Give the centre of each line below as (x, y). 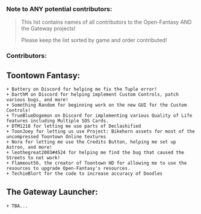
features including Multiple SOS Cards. (58, 121)
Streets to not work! (33, 158)
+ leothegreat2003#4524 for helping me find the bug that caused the (95, 153)
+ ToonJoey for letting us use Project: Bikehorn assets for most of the (101, 131)
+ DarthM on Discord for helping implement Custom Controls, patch (93, 95)
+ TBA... (17, 206)
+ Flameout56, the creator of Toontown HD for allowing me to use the (97, 163)
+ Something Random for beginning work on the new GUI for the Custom (97, 105)
